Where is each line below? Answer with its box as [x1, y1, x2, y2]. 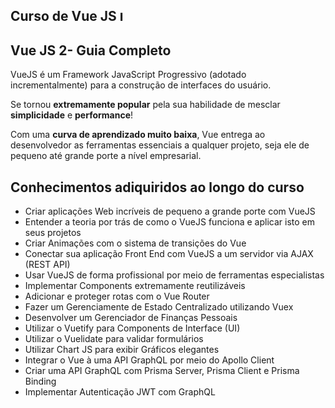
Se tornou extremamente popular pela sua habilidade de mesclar [10, 99, 281, 111]
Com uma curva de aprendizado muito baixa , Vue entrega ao [10, 129, 266, 141]
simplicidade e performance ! [10, 109, 134, 121]
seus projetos [24, 227, 82, 239]
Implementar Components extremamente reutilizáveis [24, 280, 246, 292]
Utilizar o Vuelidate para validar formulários [24, 333, 204, 345]
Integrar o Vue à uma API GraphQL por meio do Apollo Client [24, 354, 275, 366]
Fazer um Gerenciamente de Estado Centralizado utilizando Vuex [24, 301, 294, 313]
